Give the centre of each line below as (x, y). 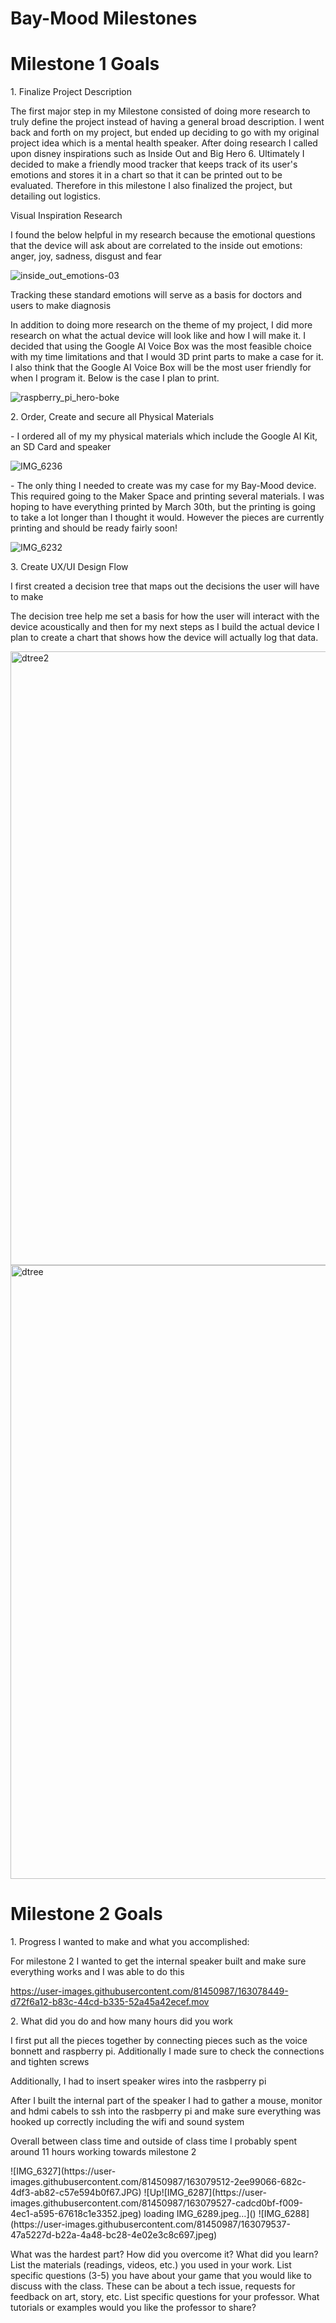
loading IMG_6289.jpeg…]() (200, 2214)
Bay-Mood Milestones (104, 18)
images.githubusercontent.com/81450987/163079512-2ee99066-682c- (158, 2182)
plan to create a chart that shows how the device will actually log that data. (164, 638)
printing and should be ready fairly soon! (94, 528)
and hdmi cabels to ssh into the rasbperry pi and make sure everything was (166, 2111)
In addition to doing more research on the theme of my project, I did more (161, 325)
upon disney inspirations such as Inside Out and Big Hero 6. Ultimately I (157, 154)
